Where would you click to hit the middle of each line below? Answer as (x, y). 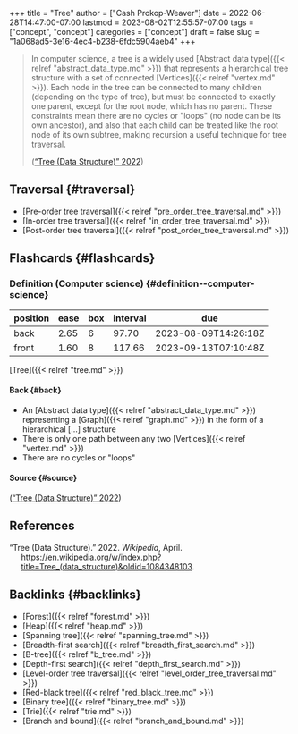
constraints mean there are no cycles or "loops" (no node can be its (156, 116)
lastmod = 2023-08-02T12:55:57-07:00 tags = (169, 22)
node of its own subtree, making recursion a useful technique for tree (159, 135)
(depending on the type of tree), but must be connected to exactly (153, 97)
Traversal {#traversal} (72, 190)
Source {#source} (43, 478)
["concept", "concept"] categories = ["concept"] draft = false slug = (135, 32)
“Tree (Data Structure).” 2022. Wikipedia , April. (96, 547)
